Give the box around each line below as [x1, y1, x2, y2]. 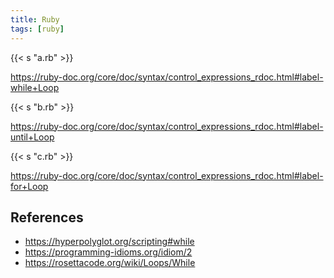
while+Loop [10, 81, 60, 93]
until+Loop [10, 131, 55, 143]
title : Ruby [10, 14, 60, 25]
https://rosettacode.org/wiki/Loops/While [24, 257, 196, 269]
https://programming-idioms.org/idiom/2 [24, 246, 193, 258]
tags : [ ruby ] [10, 24, 65, 34]
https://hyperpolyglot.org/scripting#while [24, 236, 195, 248]
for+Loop [10, 180, 49, 192]
